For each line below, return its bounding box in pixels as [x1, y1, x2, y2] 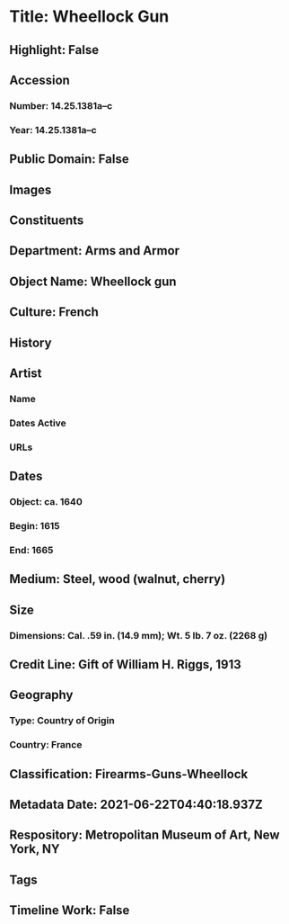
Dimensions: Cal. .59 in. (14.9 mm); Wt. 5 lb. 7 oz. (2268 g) [9, 629, 267, 641]
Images [9, 182, 52, 197]
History [9, 335, 52, 350]
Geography [9, 687, 74, 703]
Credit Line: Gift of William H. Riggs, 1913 [9, 657, 241, 672]
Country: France [9, 739, 83, 751]
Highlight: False [9, 42, 100, 58]
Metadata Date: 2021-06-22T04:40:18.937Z [9, 796, 263, 812]
